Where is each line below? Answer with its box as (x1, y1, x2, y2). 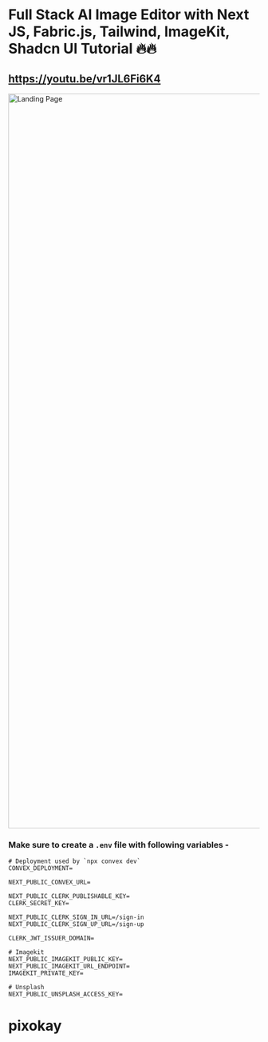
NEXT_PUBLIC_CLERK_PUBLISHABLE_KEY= (8, 892, 130, 900)
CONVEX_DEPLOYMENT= (8, 864, 73, 872)
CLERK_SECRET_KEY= (8, 900, 69, 908)
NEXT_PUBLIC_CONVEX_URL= (8, 878, 91, 887)
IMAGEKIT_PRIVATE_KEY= (8, 969, 84, 977)
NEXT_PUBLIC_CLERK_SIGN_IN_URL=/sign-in (8, 913, 145, 921)
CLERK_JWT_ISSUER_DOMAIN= (8, 934, 94, 943)
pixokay (8, 1017, 62, 1035)
